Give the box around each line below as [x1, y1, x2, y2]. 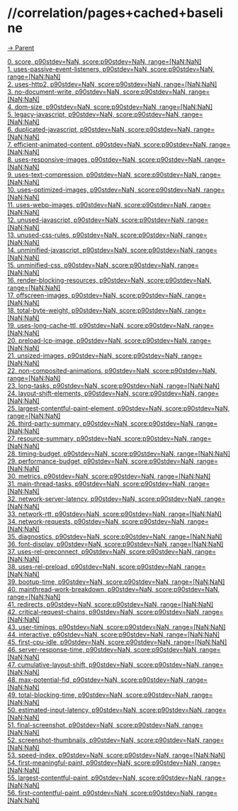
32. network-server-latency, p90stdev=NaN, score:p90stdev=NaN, [7, 495, 203, 503]
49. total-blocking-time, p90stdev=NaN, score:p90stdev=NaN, [7, 690, 191, 699]
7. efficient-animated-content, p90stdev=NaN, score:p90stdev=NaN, [7, 140, 208, 148]
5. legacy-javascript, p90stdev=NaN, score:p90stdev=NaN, [7, 110, 181, 118]
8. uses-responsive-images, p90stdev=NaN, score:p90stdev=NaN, [7, 155, 203, 164]
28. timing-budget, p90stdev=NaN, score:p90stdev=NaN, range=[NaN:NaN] [7, 449, 230, 458]
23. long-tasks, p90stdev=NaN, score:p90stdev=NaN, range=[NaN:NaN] [7, 381, 220, 390]
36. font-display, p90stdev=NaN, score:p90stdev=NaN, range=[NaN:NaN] [7, 539, 224, 548]
